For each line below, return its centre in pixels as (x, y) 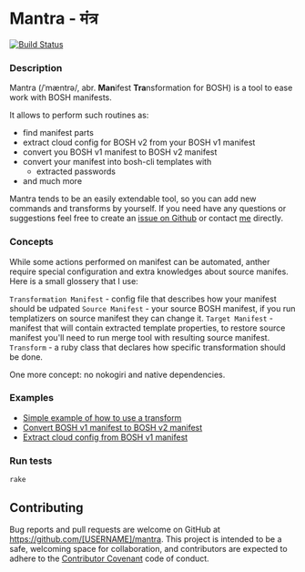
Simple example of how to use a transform (102, 417)
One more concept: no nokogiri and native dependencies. (117, 374)
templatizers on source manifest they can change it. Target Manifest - (141, 318)
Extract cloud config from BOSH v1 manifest (105, 437)
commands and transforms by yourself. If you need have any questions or (148, 209)
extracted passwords (76, 171)
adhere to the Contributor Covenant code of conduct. (109, 558)
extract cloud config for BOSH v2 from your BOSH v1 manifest (139, 143)
